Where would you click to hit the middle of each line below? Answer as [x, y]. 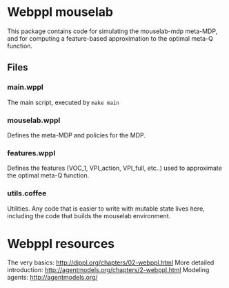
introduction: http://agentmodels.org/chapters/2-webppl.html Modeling [108, 270]
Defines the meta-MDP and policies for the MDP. [77, 135]
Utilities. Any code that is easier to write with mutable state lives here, [106, 209]
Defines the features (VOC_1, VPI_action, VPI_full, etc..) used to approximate [114, 168]
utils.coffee [27, 193]
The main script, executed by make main [63, 102]
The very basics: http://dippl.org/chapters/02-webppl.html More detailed [111, 262]
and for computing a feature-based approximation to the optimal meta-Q [110, 38]
